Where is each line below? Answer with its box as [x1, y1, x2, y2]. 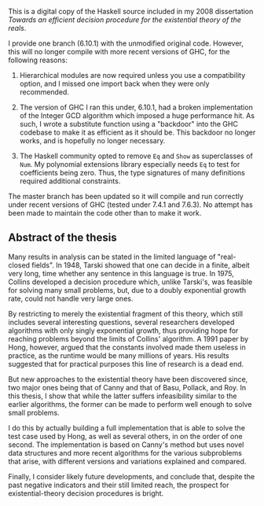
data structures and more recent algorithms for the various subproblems [8, 448, 242, 457]
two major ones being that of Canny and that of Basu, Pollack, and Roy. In [8, 382, 246, 392]
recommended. [19, 87, 69, 97]
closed [8, 260, 30, 270]
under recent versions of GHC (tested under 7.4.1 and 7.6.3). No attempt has [8, 200, 253, 209]
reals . [8, 24, 27, 32]
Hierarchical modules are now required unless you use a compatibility [19, 71, 246, 79]
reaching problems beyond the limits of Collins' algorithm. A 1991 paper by [8, 334, 249, 343]
